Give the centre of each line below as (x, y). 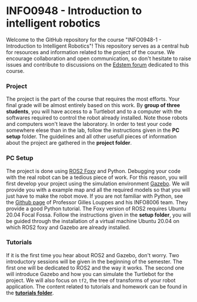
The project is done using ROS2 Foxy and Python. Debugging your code (94, 171)
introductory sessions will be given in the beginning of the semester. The (94, 261)
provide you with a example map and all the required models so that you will (98, 190)
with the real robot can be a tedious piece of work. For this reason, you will (96, 177)
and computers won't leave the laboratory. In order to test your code (89, 124)
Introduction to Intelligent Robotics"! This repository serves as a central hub (98, 46)
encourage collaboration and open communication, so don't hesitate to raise (98, 58)
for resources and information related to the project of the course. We (91, 52)
